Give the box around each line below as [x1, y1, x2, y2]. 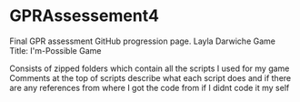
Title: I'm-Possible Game [9, 45, 102, 56]
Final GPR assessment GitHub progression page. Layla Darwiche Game [9, 36, 275, 46]
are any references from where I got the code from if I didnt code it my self [9, 82, 290, 93]
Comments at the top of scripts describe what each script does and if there [9, 72, 292, 83]
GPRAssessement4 [9, 5, 159, 26]
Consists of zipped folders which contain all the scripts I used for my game [9, 63, 290, 74]
